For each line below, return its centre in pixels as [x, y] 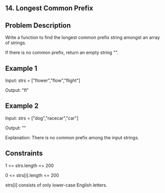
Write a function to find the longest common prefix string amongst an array [83, 38]
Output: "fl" [17, 90]
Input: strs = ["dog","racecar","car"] [42, 118]
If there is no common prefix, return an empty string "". [62, 53]
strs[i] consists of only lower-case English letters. [56, 185]
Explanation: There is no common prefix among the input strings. [72, 137]
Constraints [24, 154]
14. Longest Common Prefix [49, 8]
